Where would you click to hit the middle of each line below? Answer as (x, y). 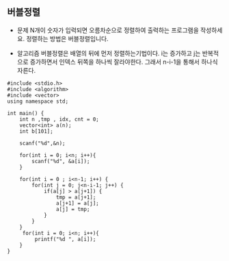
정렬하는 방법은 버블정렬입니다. (67, 38)
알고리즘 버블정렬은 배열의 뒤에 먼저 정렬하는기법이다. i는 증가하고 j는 (109, 53)
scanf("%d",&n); (43, 143)
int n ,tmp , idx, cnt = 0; (59, 119)
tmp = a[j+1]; (76, 197)
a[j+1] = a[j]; (77, 203)
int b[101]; (36, 131)
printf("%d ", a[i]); (65, 239)
